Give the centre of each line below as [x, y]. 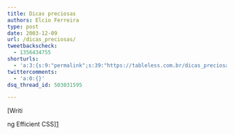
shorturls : [23, 59]
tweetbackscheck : [32, 46]
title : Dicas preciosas [42, 14]
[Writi [15, 111]
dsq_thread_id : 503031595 [45, 85]
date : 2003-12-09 [32, 33]
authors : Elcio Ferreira [43, 20]
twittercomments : [32, 72]
